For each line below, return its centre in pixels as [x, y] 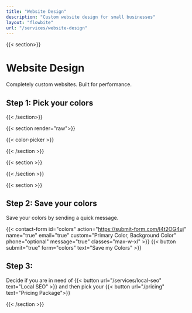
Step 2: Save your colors [52, 204]
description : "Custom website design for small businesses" [81, 17]
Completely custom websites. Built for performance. [69, 84]
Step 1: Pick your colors [50, 103]
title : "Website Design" [36, 11]
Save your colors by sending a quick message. [62, 217]
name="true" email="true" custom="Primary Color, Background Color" [91, 235]
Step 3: [20, 266]
